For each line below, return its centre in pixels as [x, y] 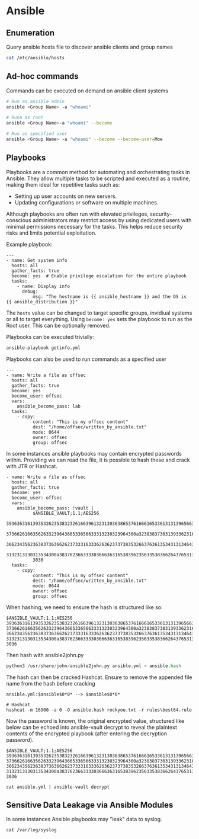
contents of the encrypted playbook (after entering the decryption [87, 734]
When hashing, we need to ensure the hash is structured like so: [84, 607]
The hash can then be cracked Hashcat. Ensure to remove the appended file [99, 677]
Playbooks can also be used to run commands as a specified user [86, 359]
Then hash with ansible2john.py [45, 655]
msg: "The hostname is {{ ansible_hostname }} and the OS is [109, 297]
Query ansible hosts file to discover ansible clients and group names [89, 47]
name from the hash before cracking [51, 683]
